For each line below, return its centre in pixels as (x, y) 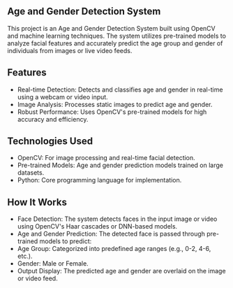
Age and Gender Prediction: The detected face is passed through (111, 234)
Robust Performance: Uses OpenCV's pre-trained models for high (112, 112)
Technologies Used (50, 142)
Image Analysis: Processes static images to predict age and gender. (115, 104)
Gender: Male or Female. (53, 264)
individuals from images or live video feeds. (70, 50)
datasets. (31, 173)
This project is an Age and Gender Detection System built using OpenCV (111, 28)
